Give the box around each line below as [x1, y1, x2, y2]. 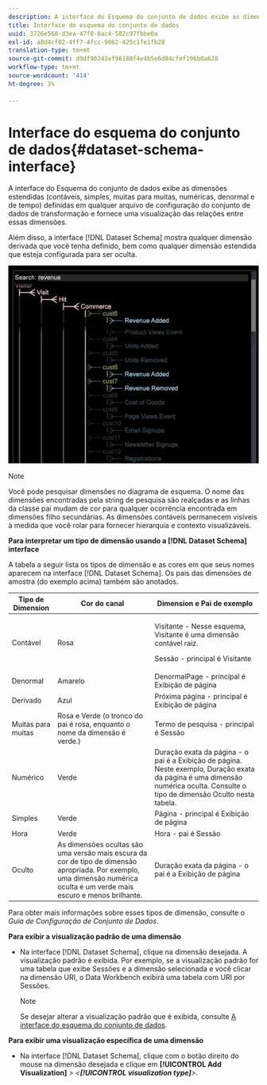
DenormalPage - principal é [154, 672, 246, 682]
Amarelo [56, 676, 85, 686]
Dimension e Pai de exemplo [157, 599, 253, 609]
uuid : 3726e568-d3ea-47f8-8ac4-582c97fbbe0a [8, 29, 158, 37]
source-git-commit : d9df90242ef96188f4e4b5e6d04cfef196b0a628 [8, 55, 219, 63]
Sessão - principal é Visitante [154, 654, 252, 663]
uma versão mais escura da [56, 848, 148, 857]
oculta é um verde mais [56, 881, 133, 891]
